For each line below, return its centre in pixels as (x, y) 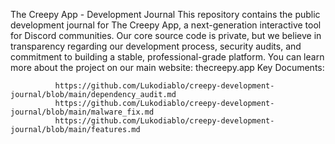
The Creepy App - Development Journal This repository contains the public (165, 14)
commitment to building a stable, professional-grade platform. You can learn (167, 57)
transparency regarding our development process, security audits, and (156, 46)
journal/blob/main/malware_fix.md (82, 112)
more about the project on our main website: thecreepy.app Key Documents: (167, 67)
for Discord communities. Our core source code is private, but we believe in (166, 35)
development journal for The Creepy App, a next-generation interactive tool (166, 25)
